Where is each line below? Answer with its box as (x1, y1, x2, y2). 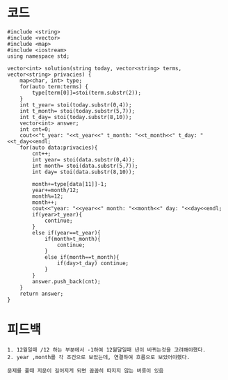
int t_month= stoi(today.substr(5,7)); (19, 107, 136, 114)
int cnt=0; (19, 125, 51, 133)
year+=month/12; (32, 187, 79, 193)
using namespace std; (7, 52, 70, 60)
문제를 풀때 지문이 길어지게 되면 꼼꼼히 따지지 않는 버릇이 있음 (7, 367, 164, 374)
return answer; (19, 290, 64, 297)
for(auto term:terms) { (19, 83, 89, 90)
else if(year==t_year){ (32, 229, 101, 236)
